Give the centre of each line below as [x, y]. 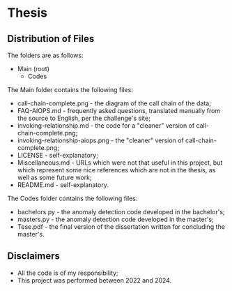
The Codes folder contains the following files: [72, 198]
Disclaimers [34, 256]
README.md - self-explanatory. [63, 185]
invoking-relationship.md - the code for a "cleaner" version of [106, 126]
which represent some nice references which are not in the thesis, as [116, 170]
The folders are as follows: [45, 55]
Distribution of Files [51, 39]
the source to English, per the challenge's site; [84, 118]
